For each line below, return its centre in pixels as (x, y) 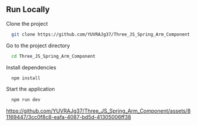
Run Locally (28, 10)
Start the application (30, 89)
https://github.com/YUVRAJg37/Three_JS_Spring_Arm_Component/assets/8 (98, 111)
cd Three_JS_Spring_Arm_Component (53, 56)
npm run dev (26, 100)
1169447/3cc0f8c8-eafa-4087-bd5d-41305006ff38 (69, 117)
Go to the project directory (38, 45)
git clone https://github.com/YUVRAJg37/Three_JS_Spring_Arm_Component (101, 34)
